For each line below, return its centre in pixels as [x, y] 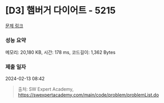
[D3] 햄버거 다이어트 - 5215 [60, 11]
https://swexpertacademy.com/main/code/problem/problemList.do [88, 95]
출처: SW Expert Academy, [46, 89]
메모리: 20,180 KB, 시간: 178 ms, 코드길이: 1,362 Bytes [60, 52]
